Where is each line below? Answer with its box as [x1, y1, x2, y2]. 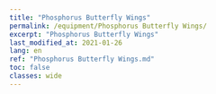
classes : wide [9, 72, 63, 81]
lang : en [9, 47, 42, 56]
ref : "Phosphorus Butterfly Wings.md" [9, 55, 155, 64]
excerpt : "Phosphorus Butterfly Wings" [9, 30, 159, 38]
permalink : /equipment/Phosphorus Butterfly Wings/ [9, 21, 207, 30]
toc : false [9, 64, 50, 73]
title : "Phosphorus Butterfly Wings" [9, 13, 151, 22]
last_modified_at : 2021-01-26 [9, 38, 123, 47]
